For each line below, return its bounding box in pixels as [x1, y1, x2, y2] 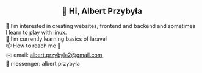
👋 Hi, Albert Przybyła [61, 6, 143, 16]
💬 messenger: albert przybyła [5, 60, 80, 67]
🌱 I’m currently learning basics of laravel [5, 35, 107, 43]
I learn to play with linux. [5, 29, 67, 36]
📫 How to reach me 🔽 [5, 42, 62, 49]
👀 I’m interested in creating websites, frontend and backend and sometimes [5, 22, 196, 29]
